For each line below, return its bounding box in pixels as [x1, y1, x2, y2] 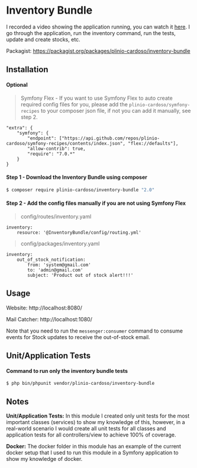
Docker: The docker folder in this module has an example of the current [6, 443, 182, 450]
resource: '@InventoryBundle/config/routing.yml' [17, 229, 142, 235]
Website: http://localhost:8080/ [6, 304, 83, 311]
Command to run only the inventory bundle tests [6, 367, 128, 374]
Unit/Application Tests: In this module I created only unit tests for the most [6, 412, 190, 419]
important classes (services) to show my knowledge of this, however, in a [6, 419, 185, 426]
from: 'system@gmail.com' [27, 262, 92, 268]
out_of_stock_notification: [17, 257, 86, 263]
